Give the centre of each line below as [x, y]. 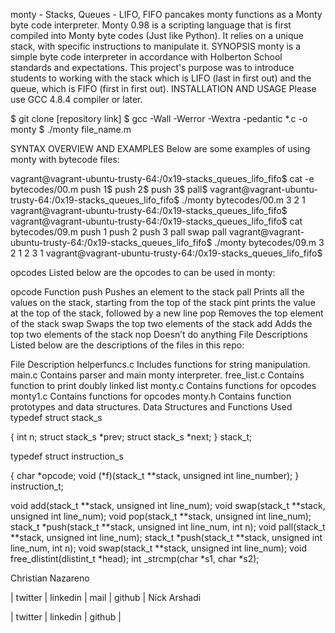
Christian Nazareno [50, 578]
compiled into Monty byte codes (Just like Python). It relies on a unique [157, 35]
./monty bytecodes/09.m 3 [269, 242]
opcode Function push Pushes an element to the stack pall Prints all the [157, 292]
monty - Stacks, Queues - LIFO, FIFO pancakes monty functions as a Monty [166, 14]
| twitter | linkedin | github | [66, 617]
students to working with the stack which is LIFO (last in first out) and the [161, 78]
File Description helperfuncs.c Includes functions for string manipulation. [160, 364]
